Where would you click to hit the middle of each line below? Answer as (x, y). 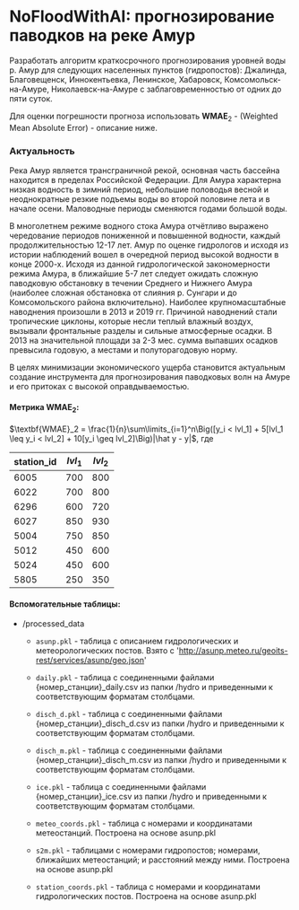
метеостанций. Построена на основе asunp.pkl (126, 833)
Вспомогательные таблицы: (65, 604)
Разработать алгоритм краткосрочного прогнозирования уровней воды (148, 60)
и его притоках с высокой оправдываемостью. (99, 387)
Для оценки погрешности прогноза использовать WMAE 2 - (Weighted (144, 117)
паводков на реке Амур (103, 35)
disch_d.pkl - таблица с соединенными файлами (129, 714)
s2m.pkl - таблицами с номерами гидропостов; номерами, (148, 851)
